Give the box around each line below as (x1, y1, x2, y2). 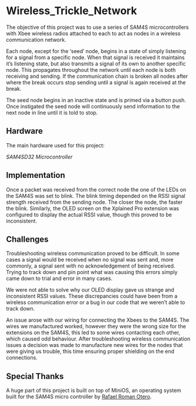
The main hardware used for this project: (6, 141, 104, 148)
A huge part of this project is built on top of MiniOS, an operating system (6, 387, 182, 394)
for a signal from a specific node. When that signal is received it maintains (6, 54, 185, 61)
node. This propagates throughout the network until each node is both (6, 66, 176, 73)
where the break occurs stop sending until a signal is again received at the (6, 78, 186, 86)
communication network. (6, 36, 66, 43)
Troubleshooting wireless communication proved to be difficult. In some (6, 250, 180, 257)
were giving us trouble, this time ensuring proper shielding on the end (6, 348, 175, 355)
